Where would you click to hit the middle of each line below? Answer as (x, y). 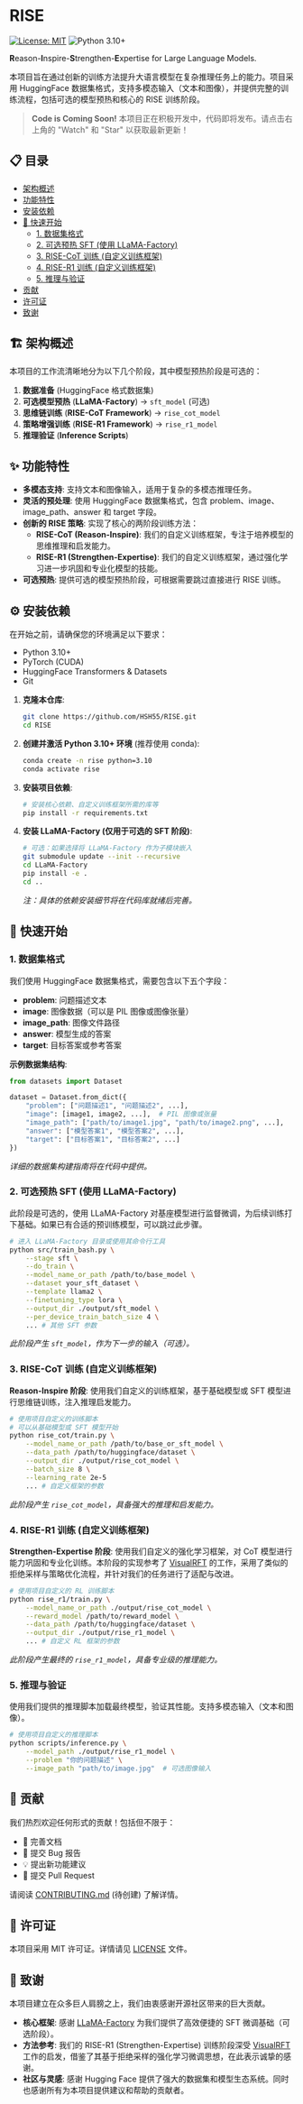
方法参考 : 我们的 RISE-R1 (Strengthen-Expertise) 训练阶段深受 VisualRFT (156, 2045)
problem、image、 (244, 501)
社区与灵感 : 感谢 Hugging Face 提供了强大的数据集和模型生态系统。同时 (156, 2079)
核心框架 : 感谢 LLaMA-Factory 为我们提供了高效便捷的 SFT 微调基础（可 (156, 2023)
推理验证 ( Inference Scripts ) (75, 435)
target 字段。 (138, 512)
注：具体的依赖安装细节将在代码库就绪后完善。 (109, 900)
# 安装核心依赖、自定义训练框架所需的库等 (91, 804)
